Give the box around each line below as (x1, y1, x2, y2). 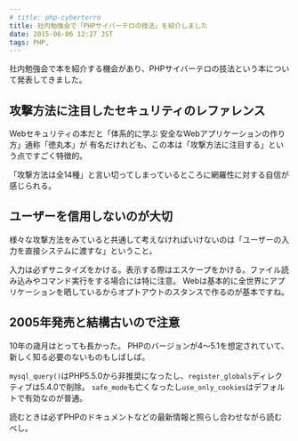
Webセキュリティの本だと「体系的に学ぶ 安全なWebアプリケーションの (9, 128, 270, 139)
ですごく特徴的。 (24, 150, 87, 161)
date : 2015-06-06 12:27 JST (9, 29, 114, 38)
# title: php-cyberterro (9, 12, 101, 22)
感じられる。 (9, 180, 56, 191)
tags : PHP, (9, 37, 50, 47)
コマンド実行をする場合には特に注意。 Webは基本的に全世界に (39, 275, 270, 285)
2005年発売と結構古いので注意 (9, 315, 181, 330)
